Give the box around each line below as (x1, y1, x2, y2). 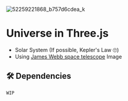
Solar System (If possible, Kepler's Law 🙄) (14, 46, 120, 53)
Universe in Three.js (6, 27, 109, 40)
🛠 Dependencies (6, 71, 72, 81)
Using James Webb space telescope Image (14, 53, 123, 60)
